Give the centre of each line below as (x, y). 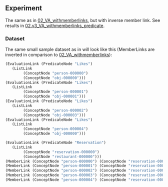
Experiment (24, 8)
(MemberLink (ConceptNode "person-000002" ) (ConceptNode (66, 170)
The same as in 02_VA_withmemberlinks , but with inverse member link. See (83, 20)
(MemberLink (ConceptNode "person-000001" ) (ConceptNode (66, 166)
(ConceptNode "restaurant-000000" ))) (62, 156)
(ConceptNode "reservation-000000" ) (61, 152)
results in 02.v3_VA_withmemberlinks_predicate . (55, 25)
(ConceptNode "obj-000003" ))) (54, 115)
